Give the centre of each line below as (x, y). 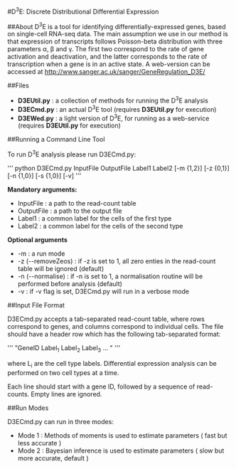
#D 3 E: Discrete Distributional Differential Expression (83, 11)
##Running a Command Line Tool (56, 139)
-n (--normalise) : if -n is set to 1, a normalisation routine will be (110, 276)
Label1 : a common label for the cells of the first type (95, 218)
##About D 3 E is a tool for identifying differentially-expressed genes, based (117, 26)
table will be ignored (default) (61, 268)
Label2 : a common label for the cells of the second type (100, 226)
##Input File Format (36, 305)
